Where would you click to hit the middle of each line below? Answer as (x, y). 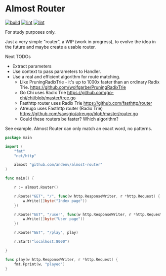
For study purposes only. (30, 32)
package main (19, 138)
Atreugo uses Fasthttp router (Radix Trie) (61, 108)
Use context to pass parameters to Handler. (57, 71)
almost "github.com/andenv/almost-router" (58, 165)
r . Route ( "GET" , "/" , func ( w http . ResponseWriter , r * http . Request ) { (87, 196)
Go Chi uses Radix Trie (43, 92)
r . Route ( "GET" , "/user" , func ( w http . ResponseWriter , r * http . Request (88, 214)
